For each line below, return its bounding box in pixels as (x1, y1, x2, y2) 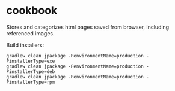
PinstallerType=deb (6, 68, 55, 75)
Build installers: (6, 41, 44, 48)
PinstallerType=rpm (6, 79, 55, 85)
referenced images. (6, 29, 55, 37)
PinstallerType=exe (6, 58, 55, 64)
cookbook (6, 4, 58, 17)
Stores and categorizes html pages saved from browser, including (6, 23, 170, 31)
